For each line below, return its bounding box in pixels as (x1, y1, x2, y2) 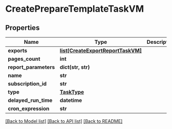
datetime (59, 97, 82, 104)
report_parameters (8, 64, 55, 70)
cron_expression (8, 105, 50, 112)
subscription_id (8, 80, 47, 87)
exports (8, 47, 27, 54)
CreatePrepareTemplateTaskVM (5, 3, 144, 15)
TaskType (59, 89, 84, 95)
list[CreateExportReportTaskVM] (59, 47, 142, 54)
